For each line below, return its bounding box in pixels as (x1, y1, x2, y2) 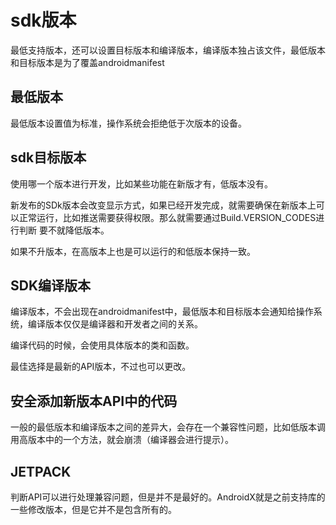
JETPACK (10, 463, 72, 480)
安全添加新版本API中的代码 (10, 392, 178, 410)
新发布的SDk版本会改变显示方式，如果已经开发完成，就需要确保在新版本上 (10, 199, 317, 211)
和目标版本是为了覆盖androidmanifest (10, 56, 165, 68)
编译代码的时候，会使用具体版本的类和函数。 (10, 339, 195, 351)
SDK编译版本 (10, 277, 92, 294)
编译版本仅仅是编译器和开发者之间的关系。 (27, 318, 203, 330)
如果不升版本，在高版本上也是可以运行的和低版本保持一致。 (10, 245, 256, 257)
